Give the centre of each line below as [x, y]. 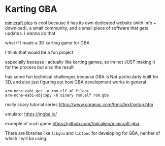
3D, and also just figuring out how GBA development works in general [76, 82]
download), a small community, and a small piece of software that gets [77, 28]
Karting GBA [31, 9]
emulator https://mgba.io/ [31, 114]
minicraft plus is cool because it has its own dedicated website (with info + [81, 23]
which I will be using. [26, 138]
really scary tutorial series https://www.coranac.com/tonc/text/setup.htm [79, 104]
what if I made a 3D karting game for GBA [47, 42]
